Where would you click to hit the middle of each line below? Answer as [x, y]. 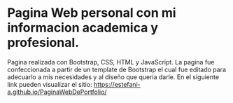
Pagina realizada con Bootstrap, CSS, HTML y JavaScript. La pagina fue [111, 62]
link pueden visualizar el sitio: [50, 84]
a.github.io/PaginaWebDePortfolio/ [57, 92]
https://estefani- [117, 84]
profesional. [43, 43]
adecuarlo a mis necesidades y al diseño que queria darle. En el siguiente [113, 77]
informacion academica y [83, 28]
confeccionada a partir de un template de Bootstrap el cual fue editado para [116, 69]
